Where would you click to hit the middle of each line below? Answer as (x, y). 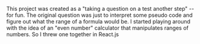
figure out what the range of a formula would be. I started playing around (98, 21)
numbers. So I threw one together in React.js (63, 34)
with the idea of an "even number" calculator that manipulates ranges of (98, 28)
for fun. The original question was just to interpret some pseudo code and (100, 15)
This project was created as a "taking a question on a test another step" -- (100, 9)
